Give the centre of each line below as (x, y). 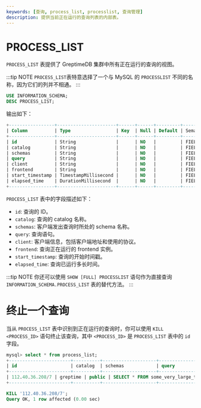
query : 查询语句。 (36, 234)
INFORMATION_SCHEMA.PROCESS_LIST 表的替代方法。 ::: (70, 284)
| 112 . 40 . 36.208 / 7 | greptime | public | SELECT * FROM (77, 377)
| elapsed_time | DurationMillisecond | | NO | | (95, 181)
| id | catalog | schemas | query (91, 366)
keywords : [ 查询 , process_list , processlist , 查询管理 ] (74, 12)
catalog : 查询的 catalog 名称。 (52, 219)
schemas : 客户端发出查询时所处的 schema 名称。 (74, 226)
